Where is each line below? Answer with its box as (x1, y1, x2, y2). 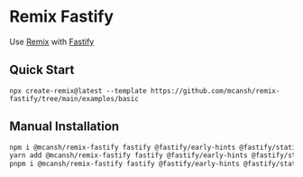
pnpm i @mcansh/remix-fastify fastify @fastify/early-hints (9, 160, 241, 169)
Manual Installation (9, 119, 120, 135)
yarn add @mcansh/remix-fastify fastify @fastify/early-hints (9, 151, 248, 160)
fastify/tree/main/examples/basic (9, 94, 140, 103)
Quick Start (9, 62, 75, 78)
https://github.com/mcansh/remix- (150, 86, 280, 96)
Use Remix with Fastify (9, 36, 95, 47)
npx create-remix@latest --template (9, 86, 147, 96)
